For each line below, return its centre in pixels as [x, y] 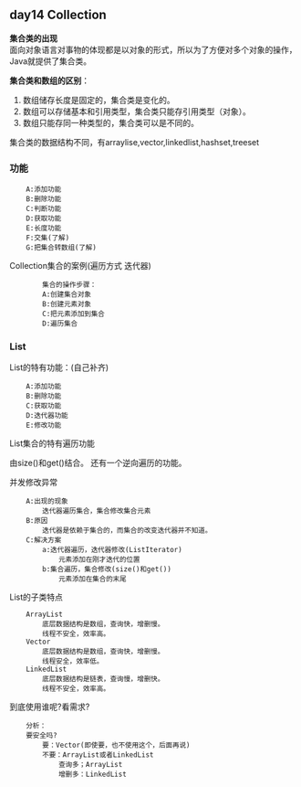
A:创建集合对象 [67, 295]
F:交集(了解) [48, 238]
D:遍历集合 [60, 324]
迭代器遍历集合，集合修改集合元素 [97, 511]
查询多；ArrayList [90, 765]
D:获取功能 [44, 218]
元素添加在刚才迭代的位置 [99, 560]
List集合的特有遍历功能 [52, 443]
